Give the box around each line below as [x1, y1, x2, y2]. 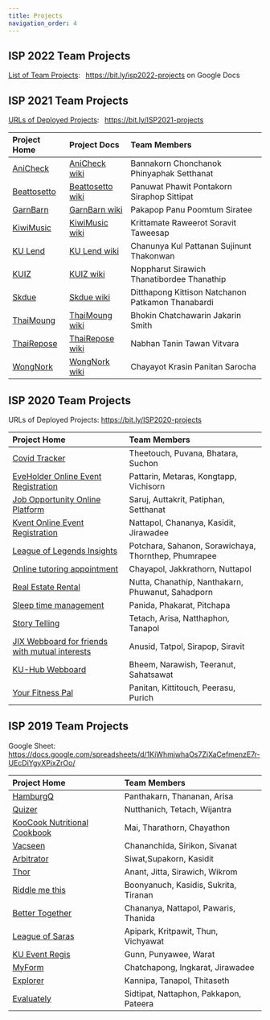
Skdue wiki [69, 291, 111, 303]
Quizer [12, 803, 38, 815]
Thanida [124, 912, 155, 923]
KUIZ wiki [69, 269, 106, 280]
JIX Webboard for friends [12, 635, 108, 646]
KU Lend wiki [69, 246, 119, 257]
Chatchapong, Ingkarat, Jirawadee [124, 961, 255, 973]
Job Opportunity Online [12, 493, 101, 505]
